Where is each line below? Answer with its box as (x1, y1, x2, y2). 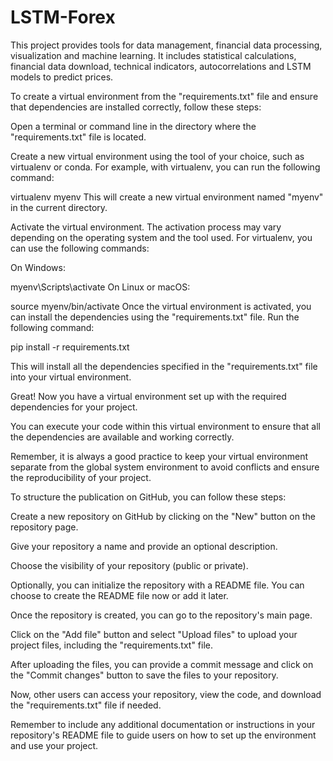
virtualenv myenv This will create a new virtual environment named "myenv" (10, 191, 324, 203)
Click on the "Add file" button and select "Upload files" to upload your (10, 628, 298, 640)
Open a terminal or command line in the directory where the (10, 120, 257, 132)
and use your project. (10, 739, 99, 751)
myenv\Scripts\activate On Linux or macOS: (10, 281, 191, 293)
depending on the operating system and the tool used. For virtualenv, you (10, 231, 313, 243)
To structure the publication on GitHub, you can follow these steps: (10, 491, 287, 503)
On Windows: (10, 261, 66, 273)
